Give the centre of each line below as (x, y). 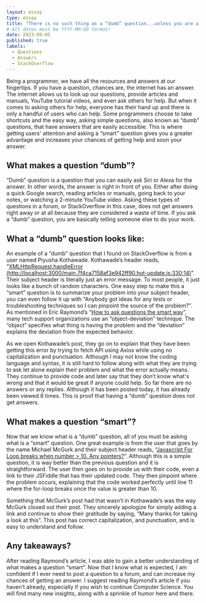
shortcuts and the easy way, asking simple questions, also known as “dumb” (103, 120)
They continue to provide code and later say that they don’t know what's (98, 376)
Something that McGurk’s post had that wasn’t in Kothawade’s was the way (101, 500)
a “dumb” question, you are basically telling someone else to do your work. (101, 219)
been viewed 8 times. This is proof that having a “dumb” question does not (101, 396)
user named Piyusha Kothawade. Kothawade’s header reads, (83, 260)
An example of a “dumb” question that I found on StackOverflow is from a (99, 254)
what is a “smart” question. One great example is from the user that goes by (102, 443)
